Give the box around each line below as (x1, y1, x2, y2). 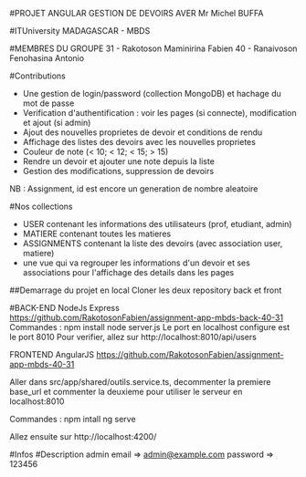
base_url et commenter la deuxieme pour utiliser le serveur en (9, 387, 243, 397)
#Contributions (9, 70, 67, 81)
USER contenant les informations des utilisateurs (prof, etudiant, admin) (22, 219, 292, 229)
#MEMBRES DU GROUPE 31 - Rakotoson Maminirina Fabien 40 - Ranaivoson (9, 43, 298, 54)
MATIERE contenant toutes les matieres (22, 228, 172, 239)
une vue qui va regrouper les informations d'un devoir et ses (22, 257, 251, 268)
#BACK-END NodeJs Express (9, 303, 121, 313)
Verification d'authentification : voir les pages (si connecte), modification (22, 108, 297, 118)
